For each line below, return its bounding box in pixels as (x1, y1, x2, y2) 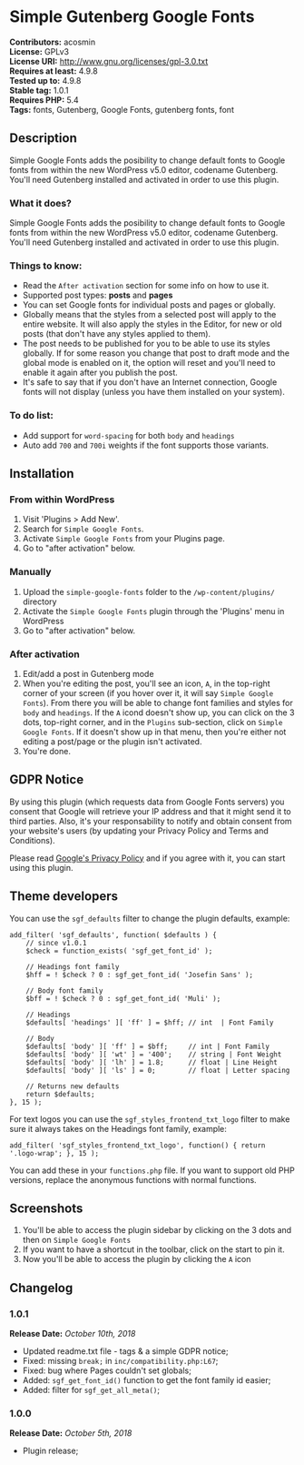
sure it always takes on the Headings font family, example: (9, 1123, 227, 1134)
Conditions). (9, 834, 56, 845)
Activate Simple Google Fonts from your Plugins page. (22, 533, 225, 544)
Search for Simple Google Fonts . (22, 523, 144, 534)
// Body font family (25, 985, 103, 995)
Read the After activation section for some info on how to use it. (22, 280, 270, 291)
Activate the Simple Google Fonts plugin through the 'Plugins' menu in (22, 605, 285, 616)
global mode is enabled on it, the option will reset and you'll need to (22, 358, 276, 369)
